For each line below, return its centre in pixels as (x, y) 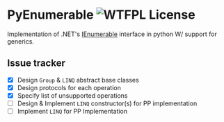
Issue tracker (37, 63)
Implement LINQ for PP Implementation (72, 111)
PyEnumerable (50, 15)
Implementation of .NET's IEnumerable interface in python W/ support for (112, 34)
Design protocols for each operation (69, 87)
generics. (21, 41)
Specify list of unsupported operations (72, 95)
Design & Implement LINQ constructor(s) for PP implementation (107, 103)
